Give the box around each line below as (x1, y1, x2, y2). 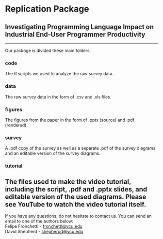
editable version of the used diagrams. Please (5, 192, 147, 201)
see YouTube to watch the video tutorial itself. (5, 200, 147, 208)
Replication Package (5, 3, 90, 15)
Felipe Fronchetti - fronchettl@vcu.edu (5, 223, 82, 229)
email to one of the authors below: (5, 218, 74, 224)
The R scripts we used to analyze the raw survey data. (5, 71, 114, 77)
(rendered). (5, 122, 28, 128)
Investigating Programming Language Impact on (5, 23, 154, 31)
